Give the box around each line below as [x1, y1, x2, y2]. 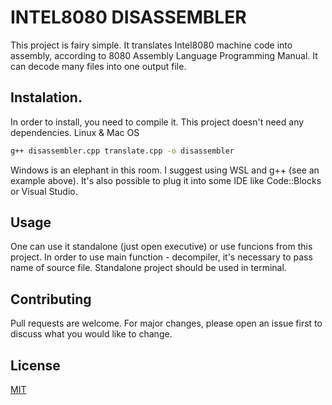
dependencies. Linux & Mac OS [10, 126, 140, 138]
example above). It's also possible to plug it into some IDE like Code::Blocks [10, 174, 322, 186]
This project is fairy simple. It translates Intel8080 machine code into [10, 39, 293, 51]
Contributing [10, 291, 92, 308]
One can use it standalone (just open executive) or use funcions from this [10, 241, 313, 253]
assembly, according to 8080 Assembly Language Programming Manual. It [10, 49, 318, 61]
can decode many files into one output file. [10, 60, 187, 72]
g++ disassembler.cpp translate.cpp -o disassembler [10, 146, 235, 156]
